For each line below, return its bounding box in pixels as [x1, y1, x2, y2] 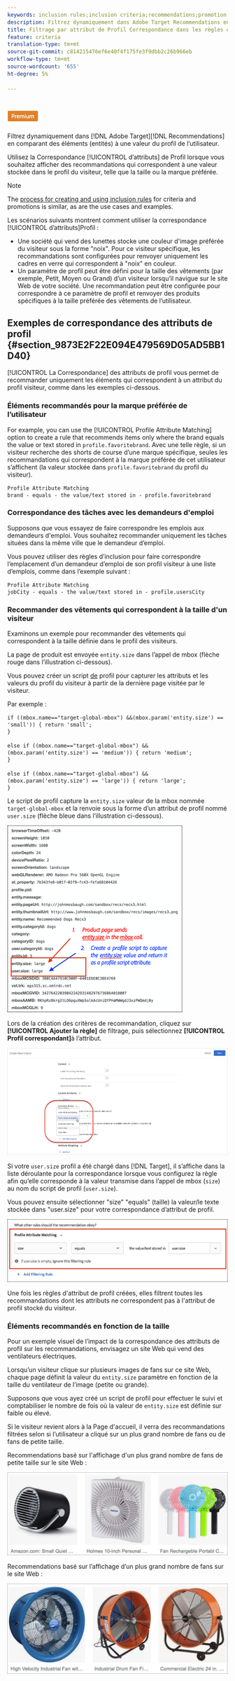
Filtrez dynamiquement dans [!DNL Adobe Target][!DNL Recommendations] [7, 132, 225, 140]
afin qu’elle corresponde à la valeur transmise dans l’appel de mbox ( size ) [7, 1177, 220, 1185]
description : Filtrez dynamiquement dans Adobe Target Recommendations [7, 18, 220, 26]
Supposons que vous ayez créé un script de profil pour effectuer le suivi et [7, 1394, 223, 1403]
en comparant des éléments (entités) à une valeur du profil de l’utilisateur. [7, 139, 220, 148]
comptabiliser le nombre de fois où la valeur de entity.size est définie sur [7, 1401, 222, 1410]
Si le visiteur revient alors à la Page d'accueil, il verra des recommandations [7, 1422, 225, 1431]
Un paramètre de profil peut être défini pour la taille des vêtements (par [17, 267, 224, 275]
